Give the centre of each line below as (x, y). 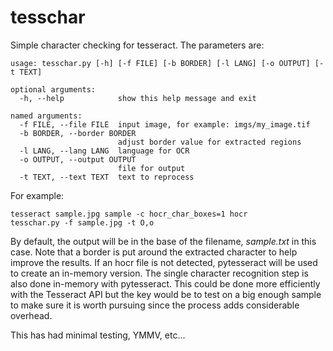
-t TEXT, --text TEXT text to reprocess (107, 177)
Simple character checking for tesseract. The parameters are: (137, 45)
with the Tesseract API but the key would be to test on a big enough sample (166, 294)
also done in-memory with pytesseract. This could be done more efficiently (165, 283)
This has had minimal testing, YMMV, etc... (98, 335)
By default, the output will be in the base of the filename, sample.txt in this (163, 241)
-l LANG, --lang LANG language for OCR (104, 151)
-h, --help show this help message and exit (138, 98)
